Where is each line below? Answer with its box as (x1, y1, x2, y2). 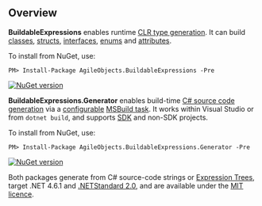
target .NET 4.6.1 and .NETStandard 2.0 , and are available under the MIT (8, 181, 244, 190)
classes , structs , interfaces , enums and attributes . (8, 36, 172, 45)
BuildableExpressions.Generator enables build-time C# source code (8, 95, 236, 105)
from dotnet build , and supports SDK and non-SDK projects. (8, 113, 209, 122)
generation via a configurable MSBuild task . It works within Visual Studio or (8, 104, 254, 113)
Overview (8, 6, 58, 20)
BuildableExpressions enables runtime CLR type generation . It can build (8, 27, 246, 36)
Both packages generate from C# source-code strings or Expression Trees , (8, 172, 256, 181)
